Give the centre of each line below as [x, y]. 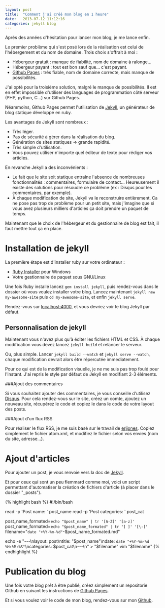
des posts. [16, 409]
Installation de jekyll [47, 249]
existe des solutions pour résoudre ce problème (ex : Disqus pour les [82, 188]
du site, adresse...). [25, 439]
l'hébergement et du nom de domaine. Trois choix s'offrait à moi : [71, 52]
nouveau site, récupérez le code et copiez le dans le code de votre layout [80, 404]
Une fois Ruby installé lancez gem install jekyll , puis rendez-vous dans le [82, 286]
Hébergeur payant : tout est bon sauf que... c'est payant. [70, 67]
